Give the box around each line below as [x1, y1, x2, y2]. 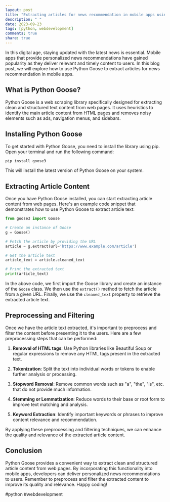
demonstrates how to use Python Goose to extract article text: [5, 206, 135, 212]
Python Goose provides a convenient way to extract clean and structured [5, 460, 158, 466]
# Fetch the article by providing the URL [5, 239, 96, 244]
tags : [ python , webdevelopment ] [5, 26, 73, 31]
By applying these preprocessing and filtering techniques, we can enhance [5, 426, 162, 432]
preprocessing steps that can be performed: [5, 335, 98, 341]
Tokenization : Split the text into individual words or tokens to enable [12, 366, 155, 372]
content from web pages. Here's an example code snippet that [5, 201, 136, 207]
